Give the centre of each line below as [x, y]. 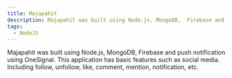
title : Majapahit [32, 13]
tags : [15, 26]
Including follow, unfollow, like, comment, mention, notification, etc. [103, 67]
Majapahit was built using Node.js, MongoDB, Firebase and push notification [116, 52]
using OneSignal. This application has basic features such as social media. [114, 60]
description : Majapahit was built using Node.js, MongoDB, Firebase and [116, 20]
